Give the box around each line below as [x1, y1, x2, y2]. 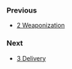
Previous [6, 6, 37, 15]
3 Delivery [16, 54, 46, 62]
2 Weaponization [16, 21, 65, 30]
